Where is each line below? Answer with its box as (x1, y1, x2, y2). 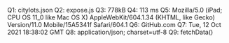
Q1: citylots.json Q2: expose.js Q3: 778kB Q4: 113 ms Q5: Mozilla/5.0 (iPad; (7, 6, 223, 14)
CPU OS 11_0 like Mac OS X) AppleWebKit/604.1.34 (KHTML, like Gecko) (7, 13, 216, 21)
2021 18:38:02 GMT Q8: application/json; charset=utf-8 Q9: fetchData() (7, 28, 214, 36)
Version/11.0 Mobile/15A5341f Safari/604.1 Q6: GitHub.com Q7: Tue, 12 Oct (7, 21, 222, 28)
